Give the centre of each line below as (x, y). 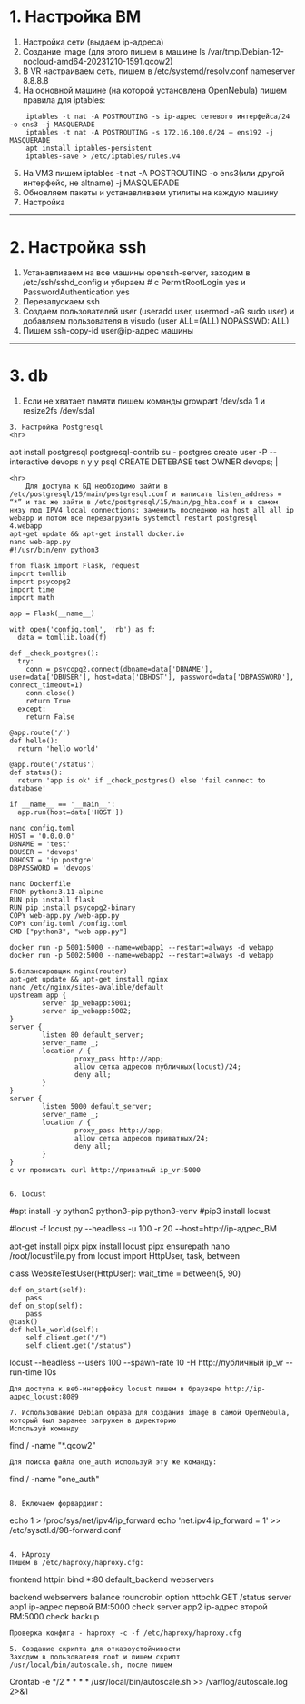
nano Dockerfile (40, 883)
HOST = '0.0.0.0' (42, 836)
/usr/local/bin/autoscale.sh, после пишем (91, 1665)
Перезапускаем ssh (61, 301)
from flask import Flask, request (75, 565)
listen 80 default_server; (93, 1035)
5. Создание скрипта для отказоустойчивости (95, 1649)
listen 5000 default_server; (97, 1106)
